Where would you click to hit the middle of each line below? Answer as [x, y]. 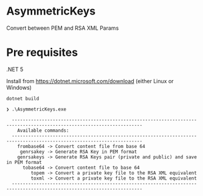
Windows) [19, 87]
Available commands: [43, 130]
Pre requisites [42, 52]
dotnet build [23, 98]
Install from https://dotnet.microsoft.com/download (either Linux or [90, 81]
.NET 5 [15, 69]
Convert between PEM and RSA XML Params [63, 28]
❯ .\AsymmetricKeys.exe [36, 109]
